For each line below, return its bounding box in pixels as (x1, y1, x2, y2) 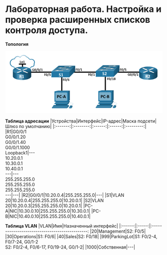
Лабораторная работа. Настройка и (5, 3, 162, 15)
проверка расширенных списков (5, 14, 151, 25)
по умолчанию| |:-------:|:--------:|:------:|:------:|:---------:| (19, 123, 147, 129)
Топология (5, 41, 29, 47)
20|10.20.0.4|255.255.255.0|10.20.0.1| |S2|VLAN (5, 197, 104, 203)
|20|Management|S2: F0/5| (89, 228, 146, 234)
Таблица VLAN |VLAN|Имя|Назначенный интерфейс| (5, 223, 118, 229)
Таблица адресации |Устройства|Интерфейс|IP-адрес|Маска (5, 118, 137, 124)
